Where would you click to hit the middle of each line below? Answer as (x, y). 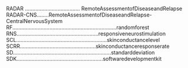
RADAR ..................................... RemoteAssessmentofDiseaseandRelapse (94, 9)
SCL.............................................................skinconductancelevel (83, 40)
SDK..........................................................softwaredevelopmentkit (84, 59)
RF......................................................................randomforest (78, 27)
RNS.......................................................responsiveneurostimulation (86, 34)
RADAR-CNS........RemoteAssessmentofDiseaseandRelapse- (79, 15)
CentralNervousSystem (34, 21)
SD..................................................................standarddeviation (80, 52)
